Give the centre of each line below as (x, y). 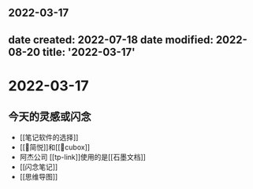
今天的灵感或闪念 (50, 117)
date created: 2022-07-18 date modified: (111, 40)
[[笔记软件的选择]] (49, 137)
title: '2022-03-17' (89, 52)
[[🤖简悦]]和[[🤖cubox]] (55, 147)
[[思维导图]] (39, 176)
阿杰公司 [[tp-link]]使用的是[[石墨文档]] (82, 157)
